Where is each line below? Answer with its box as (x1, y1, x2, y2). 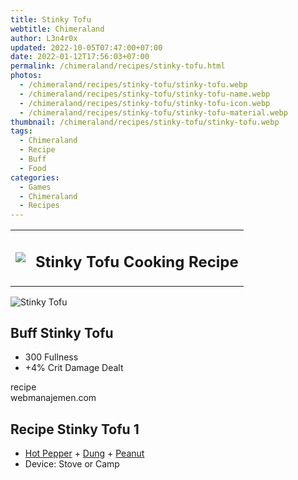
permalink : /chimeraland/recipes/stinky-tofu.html (10, 61, 226, 71)
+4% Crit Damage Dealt (24, 362, 124, 374)
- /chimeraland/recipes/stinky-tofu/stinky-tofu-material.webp (19, 107, 288, 118)
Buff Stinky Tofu (10, 325, 114, 342)
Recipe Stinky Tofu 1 (10, 421, 140, 438)
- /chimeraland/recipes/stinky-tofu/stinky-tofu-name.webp (19, 89, 271, 99)
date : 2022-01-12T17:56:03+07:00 (10, 52, 150, 62)
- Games (19, 182, 52, 192)
